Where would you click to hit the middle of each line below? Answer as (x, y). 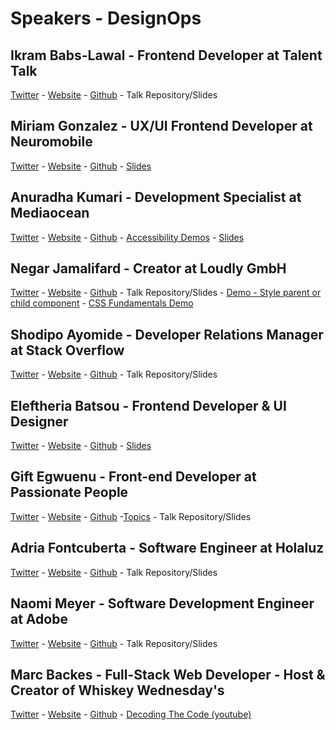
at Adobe (39, 619)
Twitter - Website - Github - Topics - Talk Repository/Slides (131, 516)
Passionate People (69, 492)
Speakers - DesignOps (106, 18)
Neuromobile (51, 142)
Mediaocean (50, 213)
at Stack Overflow (67, 350)
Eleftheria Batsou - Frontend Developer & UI (148, 405)
